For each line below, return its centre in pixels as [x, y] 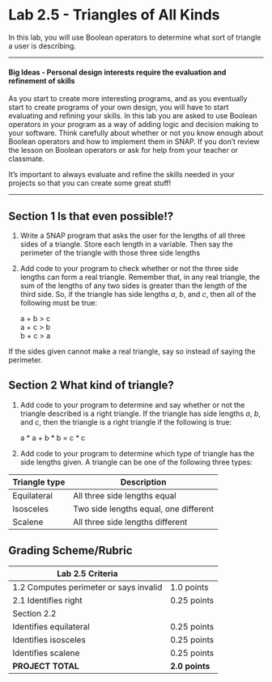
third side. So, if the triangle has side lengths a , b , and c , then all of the [138, 294]
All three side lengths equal [124, 495]
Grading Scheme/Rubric [70, 551]
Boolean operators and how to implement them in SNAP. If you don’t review [134, 142]
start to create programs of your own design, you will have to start [119, 108]
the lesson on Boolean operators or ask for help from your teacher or [123, 150]
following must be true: [58, 303]
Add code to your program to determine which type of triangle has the [137, 453]
